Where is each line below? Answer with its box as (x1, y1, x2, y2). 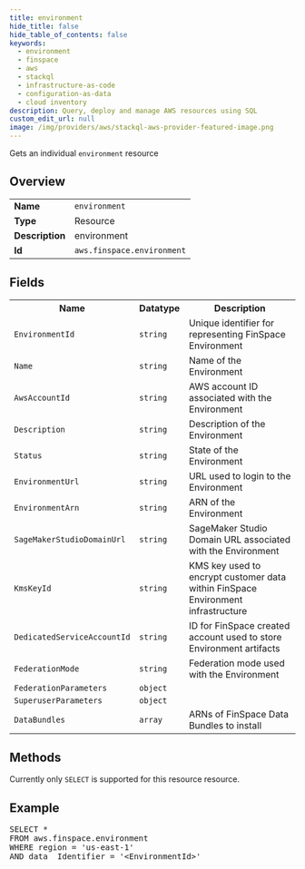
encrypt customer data (189, 571, 287, 583)
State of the (189, 444, 239, 456)
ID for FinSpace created (189, 619, 290, 631)
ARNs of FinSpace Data (189, 708, 289, 720)
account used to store (189, 630, 282, 643)
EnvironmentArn (14, 503, 80, 513)
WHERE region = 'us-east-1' (9, 843, 134, 853)
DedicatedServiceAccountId (14, 631, 131, 642)
